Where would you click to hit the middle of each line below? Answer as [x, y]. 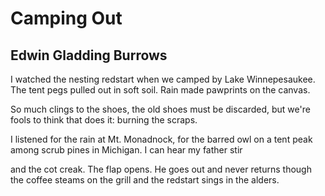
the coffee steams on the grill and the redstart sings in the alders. [145, 180]
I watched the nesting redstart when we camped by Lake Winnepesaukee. [163, 79]
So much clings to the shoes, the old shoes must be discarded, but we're [160, 109]
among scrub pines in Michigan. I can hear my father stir [126, 150]
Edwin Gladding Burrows [89, 55]
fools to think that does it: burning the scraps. [104, 120]
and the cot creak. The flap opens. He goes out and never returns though [161, 169]
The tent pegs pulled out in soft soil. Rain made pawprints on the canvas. [160, 90]
